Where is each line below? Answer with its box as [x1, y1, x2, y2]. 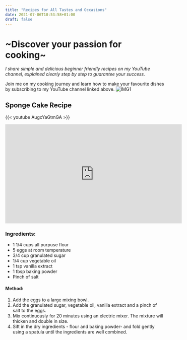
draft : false [5, 17, 33, 22]
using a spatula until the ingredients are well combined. [12, 328, 128, 335]
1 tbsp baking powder [12, 268, 57, 275]
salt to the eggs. [12, 307, 46, 313]
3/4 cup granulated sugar [12, 252, 66, 258]
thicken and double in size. [12, 318, 69, 324]
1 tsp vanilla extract [12, 263, 53, 269]
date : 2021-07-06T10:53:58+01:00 [5, 12, 76, 17]
